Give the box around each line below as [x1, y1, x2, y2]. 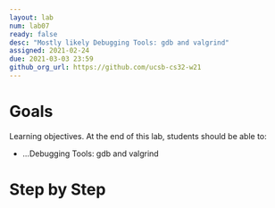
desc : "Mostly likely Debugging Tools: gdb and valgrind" [9, 37, 229, 47]
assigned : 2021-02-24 [9, 46, 90, 55]
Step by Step [9, 179, 106, 199]
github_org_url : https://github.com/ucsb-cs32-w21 [9, 63, 202, 72]
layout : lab [9, 12, 54, 22]
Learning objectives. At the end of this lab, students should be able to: [9, 130, 268, 141]
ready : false [9, 29, 58, 38]
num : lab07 [9, 21, 50, 30]
